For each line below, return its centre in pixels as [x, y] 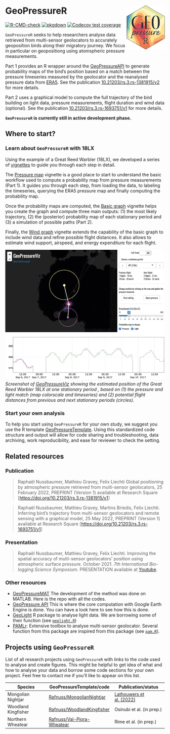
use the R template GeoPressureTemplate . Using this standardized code [80, 430]
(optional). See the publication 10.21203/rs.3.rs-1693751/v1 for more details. [84, 108]
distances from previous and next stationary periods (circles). [70, 400]
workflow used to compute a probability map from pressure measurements [83, 180]
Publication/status [138, 687]
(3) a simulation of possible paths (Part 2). [49, 222]
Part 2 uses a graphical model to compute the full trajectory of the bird [79, 97]
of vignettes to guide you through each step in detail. [60, 165]
